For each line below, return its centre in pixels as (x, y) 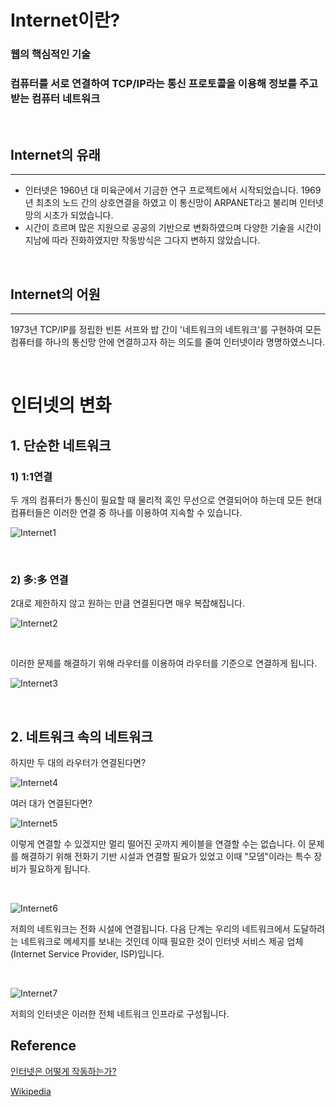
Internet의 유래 (55, 154)
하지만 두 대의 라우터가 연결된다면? (78, 763)
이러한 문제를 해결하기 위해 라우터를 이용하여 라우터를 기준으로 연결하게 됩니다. (164, 663)
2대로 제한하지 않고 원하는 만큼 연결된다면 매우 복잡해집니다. (128, 603)
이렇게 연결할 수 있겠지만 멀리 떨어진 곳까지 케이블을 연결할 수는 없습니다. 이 (158, 844)
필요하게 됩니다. (59, 869)
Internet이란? (65, 20)
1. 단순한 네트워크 (61, 445)
